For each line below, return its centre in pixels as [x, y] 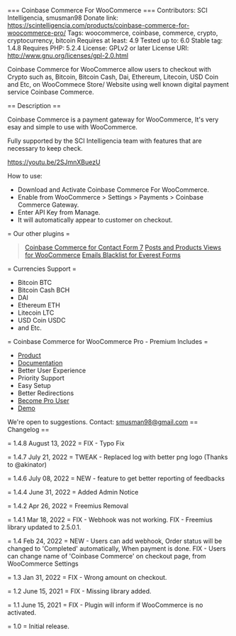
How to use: [25, 176]
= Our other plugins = [39, 233]
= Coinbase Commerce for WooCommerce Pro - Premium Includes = [108, 341]
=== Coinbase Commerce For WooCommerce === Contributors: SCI [107, 10]
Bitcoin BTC [34, 282]
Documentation [40, 363]
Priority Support [41, 378]
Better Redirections [46, 393]
